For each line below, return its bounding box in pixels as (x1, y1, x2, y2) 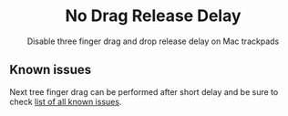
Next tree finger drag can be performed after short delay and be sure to (9, 86, 279, 97)
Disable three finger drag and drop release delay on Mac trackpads (26, 36, 280, 47)
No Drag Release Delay (65, 5, 242, 26)
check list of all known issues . (9, 96, 122, 107)
